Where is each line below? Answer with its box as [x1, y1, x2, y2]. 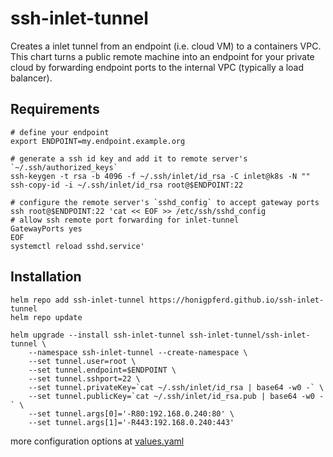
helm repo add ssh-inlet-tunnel [10, 295, 145, 305]
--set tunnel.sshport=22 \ [28, 373, 141, 384]
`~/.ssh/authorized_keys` [10, 162, 118, 172]
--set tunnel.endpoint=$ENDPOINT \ [28, 365, 177, 375]
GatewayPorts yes [10, 223, 83, 234]
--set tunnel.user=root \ [28, 356, 137, 366]
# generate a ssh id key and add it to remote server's [10, 153, 248, 164]
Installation [10, 268, 82, 286]
